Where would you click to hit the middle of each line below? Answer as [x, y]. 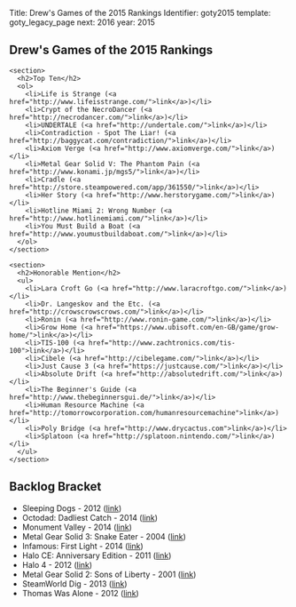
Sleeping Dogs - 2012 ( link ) [72, 508]
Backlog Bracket [55, 487]
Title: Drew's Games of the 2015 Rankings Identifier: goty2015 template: [140, 13]
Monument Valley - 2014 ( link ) [77, 527]
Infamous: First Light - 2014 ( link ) [82, 546]
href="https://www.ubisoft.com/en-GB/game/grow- [187, 327]
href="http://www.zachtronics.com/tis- [162, 343]
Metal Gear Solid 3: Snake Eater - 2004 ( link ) [104, 536]
